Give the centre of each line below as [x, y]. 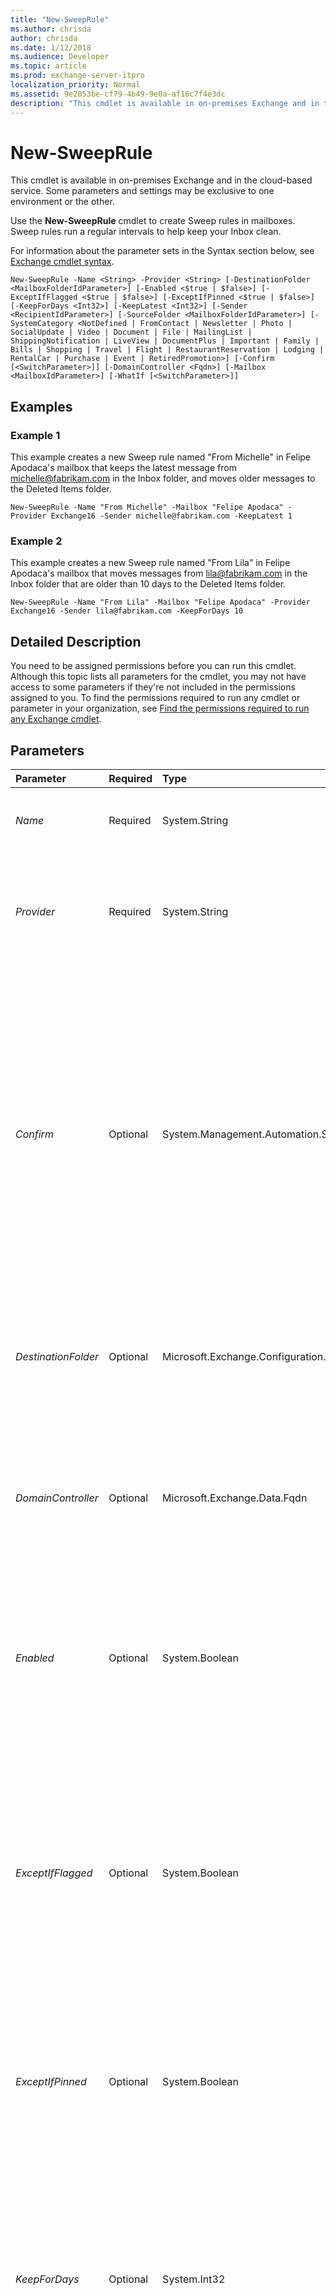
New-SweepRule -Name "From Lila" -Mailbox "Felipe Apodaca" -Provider [160, 602]
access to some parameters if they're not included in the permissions [153, 687]
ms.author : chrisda [51, 29]
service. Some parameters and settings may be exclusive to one [142, 191]
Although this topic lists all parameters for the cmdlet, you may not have [158, 677]
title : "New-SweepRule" [60, 19]
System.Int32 [194, 2279]
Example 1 [35, 435]
